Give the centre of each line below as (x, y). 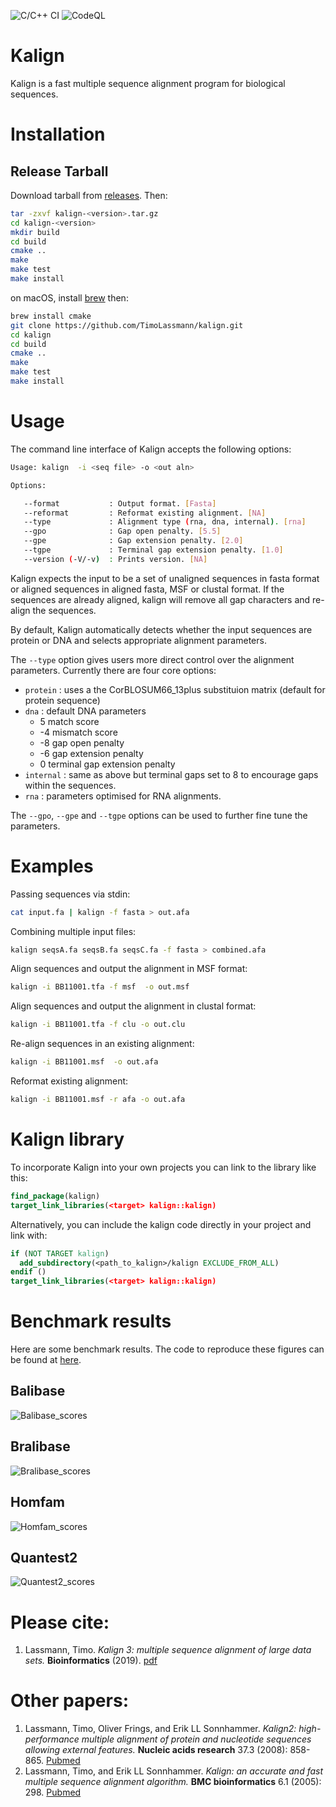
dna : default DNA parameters (85, 711)
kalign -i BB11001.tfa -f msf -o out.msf (100, 987)
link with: (29, 1235)
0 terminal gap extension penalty (107, 764)
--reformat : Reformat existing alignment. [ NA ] (145, 513)
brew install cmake (51, 316)
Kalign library (67, 1139)
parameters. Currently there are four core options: (113, 670)
